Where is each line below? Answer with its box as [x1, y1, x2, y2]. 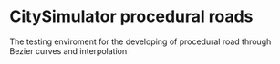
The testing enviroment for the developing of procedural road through [9, 36, 272, 47]
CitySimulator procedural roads [9, 6, 254, 27]
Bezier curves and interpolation [9, 45, 128, 56]
